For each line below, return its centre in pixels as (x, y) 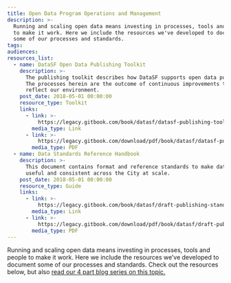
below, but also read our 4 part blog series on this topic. (86, 272)
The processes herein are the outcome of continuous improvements (122, 84)
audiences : (23, 52)
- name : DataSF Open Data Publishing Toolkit (80, 65)
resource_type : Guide (50, 186)
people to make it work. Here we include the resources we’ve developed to (113, 258)
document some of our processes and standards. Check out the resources (113, 264)
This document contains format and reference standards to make (119, 167)
